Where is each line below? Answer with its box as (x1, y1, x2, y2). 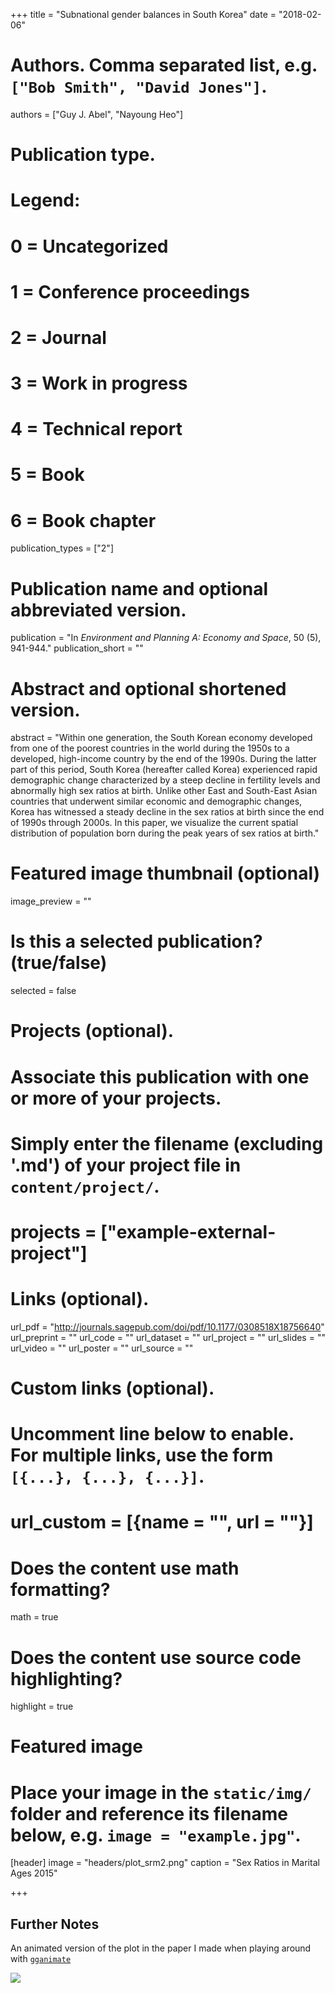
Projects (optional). (10, 1020, 175, 1043)
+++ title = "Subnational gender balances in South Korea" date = (10, 9, 277, 20)
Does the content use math (10, 1557, 240, 1579)
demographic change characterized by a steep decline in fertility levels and (10, 774, 321, 786)
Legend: (10, 189, 81, 212)
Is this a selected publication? (10, 930, 263, 953)
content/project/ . (10, 1175, 160, 1198)
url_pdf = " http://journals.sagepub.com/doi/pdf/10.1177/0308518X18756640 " (10, 1320, 325, 1333)
